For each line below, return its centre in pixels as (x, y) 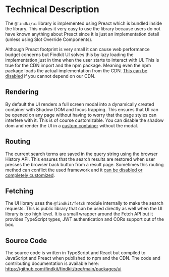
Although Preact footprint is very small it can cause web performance (77, 49)
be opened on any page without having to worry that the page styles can (81, 115)
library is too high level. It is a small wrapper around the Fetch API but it (79, 214)
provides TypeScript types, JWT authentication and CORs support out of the (85, 219)
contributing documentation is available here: (52, 263)
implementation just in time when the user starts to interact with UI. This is (82, 60)
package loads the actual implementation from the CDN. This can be (76, 71)
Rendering (22, 92)
